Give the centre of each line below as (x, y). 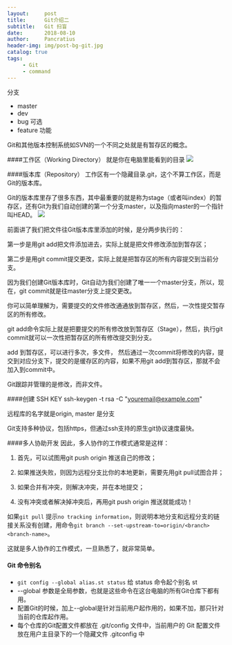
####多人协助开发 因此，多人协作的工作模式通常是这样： (88, 442)
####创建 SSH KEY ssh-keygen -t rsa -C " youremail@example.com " (105, 399)
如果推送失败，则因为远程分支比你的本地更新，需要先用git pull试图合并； (120, 472)
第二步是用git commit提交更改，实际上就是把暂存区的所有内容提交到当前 (110, 259)
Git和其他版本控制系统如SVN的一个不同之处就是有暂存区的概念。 (99, 144)
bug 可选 (30, 121)
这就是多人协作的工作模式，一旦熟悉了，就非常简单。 (83, 548)
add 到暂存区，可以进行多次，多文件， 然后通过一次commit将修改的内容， (113, 352)
